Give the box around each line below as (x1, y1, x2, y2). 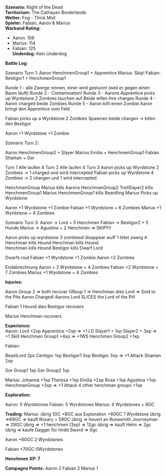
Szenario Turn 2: (5, 140, 39, 146)
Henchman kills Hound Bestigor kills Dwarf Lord (5, 245, 103, 251)
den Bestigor (5, 121, 31, 126)
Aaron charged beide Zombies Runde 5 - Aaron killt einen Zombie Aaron (5, 101, 153, 106)
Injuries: (5, 279, 23, 285)
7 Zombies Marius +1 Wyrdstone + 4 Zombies (5, 270, 98, 275)
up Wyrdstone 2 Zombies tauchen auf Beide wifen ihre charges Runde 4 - (5, 95, 156, 101)
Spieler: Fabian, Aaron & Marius (5, 20, 70, 26)
